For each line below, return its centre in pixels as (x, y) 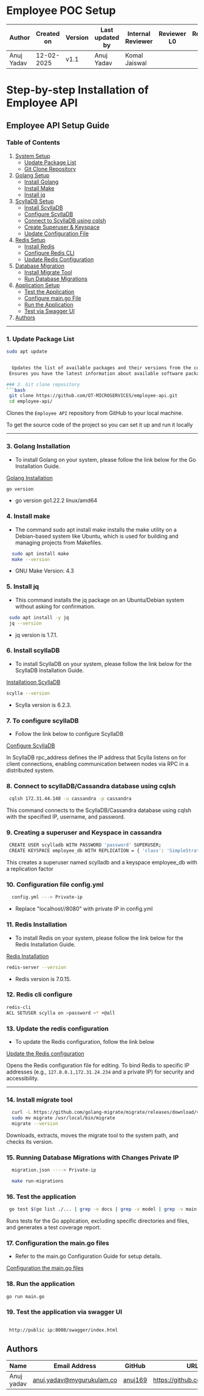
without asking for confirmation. (55, 606)
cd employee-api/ (31, 401)
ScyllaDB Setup (34, 201)
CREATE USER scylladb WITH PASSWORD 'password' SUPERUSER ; (85, 845)
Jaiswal (136, 63)
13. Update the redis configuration (58, 1029)
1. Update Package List (40, 339)
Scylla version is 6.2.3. (43, 705)
